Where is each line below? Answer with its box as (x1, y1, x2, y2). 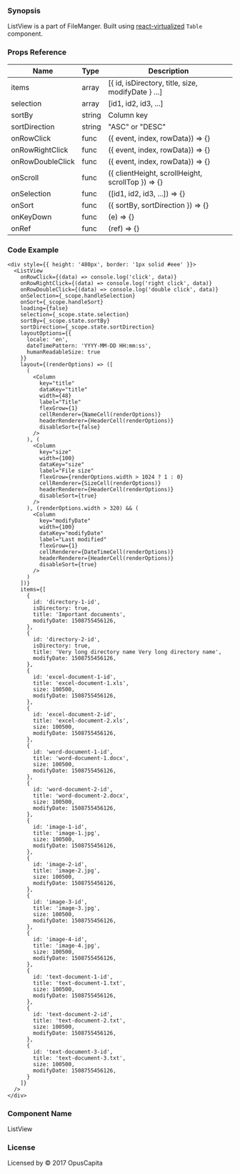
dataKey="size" (39, 461, 84, 468)
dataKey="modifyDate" (39, 529, 104, 537)
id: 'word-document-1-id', (33, 748, 114, 756)
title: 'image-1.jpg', (33, 829, 101, 837)
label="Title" (39, 398, 81, 406)
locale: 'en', (26, 336, 69, 343)
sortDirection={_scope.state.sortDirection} (20, 323, 155, 331)
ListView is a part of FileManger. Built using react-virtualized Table (7, 22, 203, 31)
